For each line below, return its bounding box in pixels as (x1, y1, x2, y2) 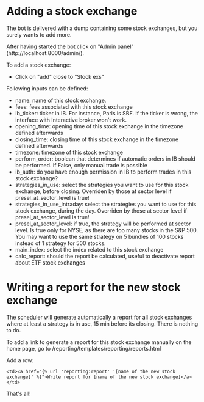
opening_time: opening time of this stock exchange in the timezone (15, 122, 184, 130)
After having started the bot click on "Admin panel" (6, 43, 134, 50)
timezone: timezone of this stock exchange (15, 148, 124, 156)
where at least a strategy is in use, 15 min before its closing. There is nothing (6, 320, 199, 327)
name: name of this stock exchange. (15, 97, 107, 104)
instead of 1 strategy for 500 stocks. (15, 239, 106, 247)
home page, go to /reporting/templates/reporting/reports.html (6, 345, 161, 352)
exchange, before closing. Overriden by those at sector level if (15, 188, 172, 195)
